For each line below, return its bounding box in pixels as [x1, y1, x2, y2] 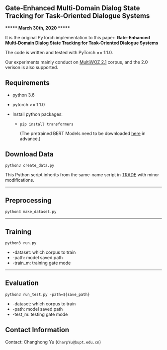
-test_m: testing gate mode [12, 311, 68, 317]
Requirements [5, 79, 50, 87]
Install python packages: [12, 111, 63, 117]
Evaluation [5, 279, 39, 287]
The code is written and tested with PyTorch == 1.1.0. [5, 49, 113, 55]
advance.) [19, 136, 41, 141]
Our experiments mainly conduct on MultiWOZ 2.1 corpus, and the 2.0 [5, 59, 148, 65]
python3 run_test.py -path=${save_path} [5, 292, 90, 297]
